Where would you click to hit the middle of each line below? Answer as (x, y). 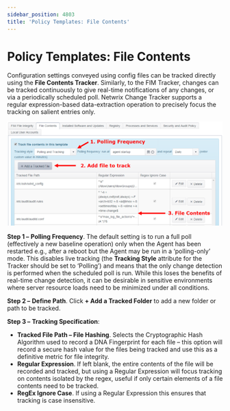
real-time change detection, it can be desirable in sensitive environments (110, 281)
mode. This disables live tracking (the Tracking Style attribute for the (105, 259)
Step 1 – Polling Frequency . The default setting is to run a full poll (99, 237)
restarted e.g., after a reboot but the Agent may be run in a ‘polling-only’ (109, 251)
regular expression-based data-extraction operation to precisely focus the (112, 105)
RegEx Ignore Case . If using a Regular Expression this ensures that (112, 393)
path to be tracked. (34, 308)
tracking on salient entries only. (51, 112)
